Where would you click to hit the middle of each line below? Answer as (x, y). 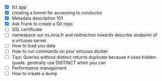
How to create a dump (34, 73)
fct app (19, 7)
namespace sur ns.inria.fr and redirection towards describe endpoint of (84, 35)
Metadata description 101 (37, 18)
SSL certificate (27, 30)
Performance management (39, 68)
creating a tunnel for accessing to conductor (57, 13)
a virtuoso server (29, 40)
